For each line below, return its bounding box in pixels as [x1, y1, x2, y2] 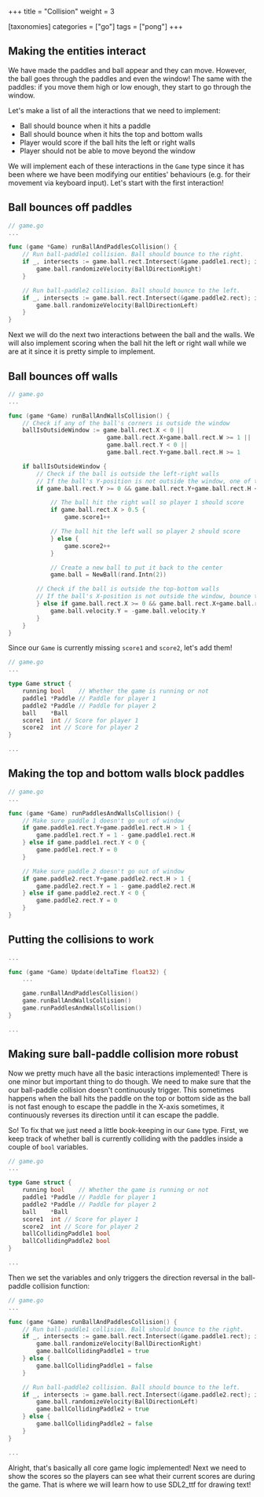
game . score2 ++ [64, 542, 111, 550]
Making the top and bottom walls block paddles [8, 767, 245, 781]
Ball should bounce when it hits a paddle [19, 121, 151, 131]
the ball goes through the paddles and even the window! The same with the [8, 74, 253, 83]
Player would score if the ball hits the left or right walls [19, 138, 196, 147]
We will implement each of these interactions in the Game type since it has [8, 161, 245, 171]
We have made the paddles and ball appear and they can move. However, [8, 65, 247, 75]
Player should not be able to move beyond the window [19, 145, 196, 156]
